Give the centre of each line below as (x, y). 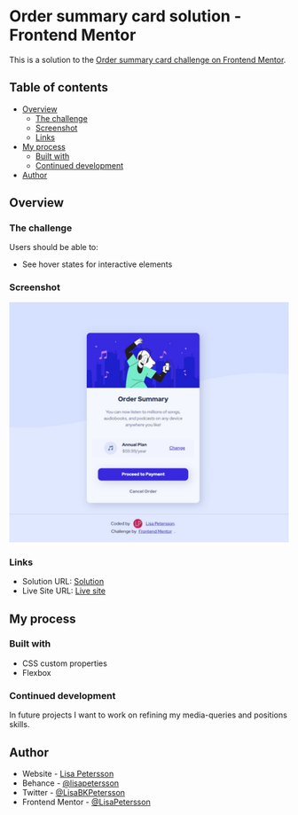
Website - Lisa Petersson (68, 773)
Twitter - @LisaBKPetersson (74, 792)
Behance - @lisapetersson (71, 783)
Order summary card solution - (125, 16)
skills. (20, 725)
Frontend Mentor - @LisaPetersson (86, 802)
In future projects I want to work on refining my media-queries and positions (149, 715)
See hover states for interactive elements (97, 264)
